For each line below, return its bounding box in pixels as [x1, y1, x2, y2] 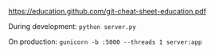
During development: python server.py [8, 22, 137, 31]
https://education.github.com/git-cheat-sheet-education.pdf [8, 7, 207, 16]
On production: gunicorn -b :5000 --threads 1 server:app [8, 37, 202, 46]
